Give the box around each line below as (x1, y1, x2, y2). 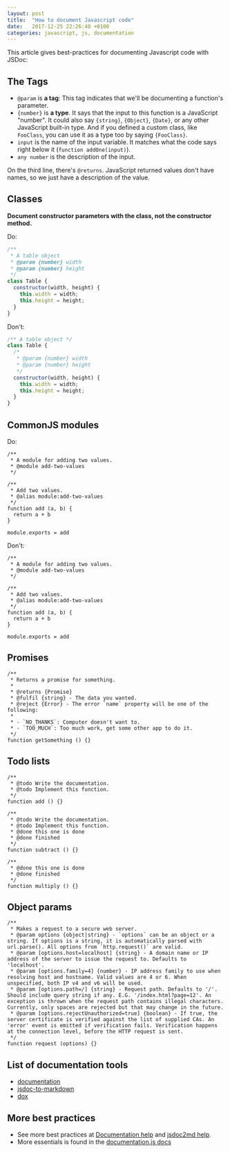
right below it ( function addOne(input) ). (17, 146, 131, 154)
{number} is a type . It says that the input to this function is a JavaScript (17, 108, 218, 117)
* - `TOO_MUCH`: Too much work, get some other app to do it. (10, 724, 193, 732)
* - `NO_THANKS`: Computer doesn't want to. (10, 719, 140, 726)
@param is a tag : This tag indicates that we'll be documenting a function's (17, 94, 224, 102)
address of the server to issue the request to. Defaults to (7, 956, 187, 963)
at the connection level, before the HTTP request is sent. (7, 1028, 184, 1036)
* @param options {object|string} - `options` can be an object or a (10, 931, 215, 939)
